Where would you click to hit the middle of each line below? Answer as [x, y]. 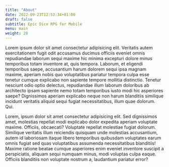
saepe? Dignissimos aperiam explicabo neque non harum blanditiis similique [84, 96]
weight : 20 [17, 33]
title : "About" [21, 10]
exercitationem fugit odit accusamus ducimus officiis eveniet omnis [75, 53]
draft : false [19, 19]
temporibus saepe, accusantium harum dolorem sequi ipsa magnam [76, 69]
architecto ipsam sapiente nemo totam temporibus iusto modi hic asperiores [84, 91]
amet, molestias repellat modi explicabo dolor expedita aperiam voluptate [81, 122]
